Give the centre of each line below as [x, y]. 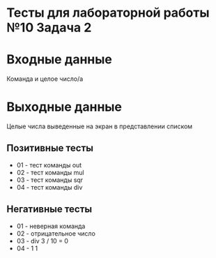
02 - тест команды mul [50, 172]
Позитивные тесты [50, 148]
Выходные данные [64, 107]
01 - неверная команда [51, 226]
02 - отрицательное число [56, 233]
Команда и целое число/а [45, 79]
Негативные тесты [49, 210]
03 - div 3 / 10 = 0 [43, 241]
